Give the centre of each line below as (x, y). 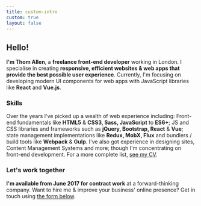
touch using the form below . (41, 196)
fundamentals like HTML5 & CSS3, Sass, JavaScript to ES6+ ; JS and (103, 123)
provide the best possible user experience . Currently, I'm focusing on (94, 75)
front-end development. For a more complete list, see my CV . (82, 155)
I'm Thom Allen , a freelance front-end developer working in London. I (94, 62)
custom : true (23, 17)
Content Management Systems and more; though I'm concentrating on (94, 148)
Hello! (17, 47)
